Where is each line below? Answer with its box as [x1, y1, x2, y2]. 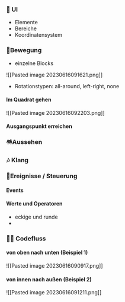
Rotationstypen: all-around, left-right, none [14, 82, 120, 89]
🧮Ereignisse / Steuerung [6, 172, 78, 180]
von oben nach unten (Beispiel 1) [6, 249, 88, 256]
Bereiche [14, 25, 37, 32]
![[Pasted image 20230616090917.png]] [6, 262, 103, 269]
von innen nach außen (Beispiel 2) [6, 275, 92, 283]
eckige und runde [14, 213, 58, 220]
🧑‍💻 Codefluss [6, 234, 46, 242]
